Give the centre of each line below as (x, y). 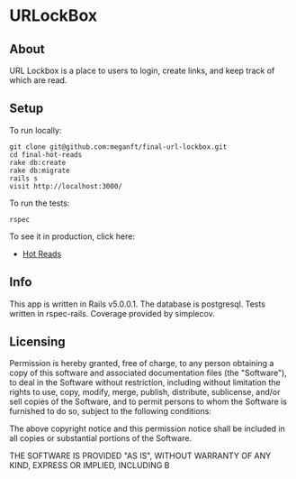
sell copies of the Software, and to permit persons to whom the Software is (148, 401)
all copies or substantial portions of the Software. (100, 438)
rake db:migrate (40, 170)
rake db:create (38, 162)
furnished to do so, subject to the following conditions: (110, 411)
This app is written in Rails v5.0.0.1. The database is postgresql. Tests (137, 304)
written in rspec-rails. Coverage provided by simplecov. (112, 313)
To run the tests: (40, 203)
